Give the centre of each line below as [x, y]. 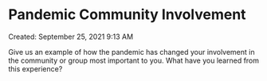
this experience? [35, 68]
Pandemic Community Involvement [127, 15]
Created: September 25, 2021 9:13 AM [71, 37]
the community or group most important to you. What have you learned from [134, 60]
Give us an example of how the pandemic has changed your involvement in [132, 52]
